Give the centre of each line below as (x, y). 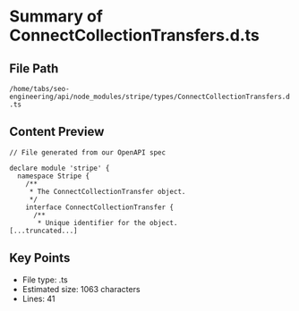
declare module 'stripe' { (60, 168)
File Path (34, 68)
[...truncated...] (43, 231)
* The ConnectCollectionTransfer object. (107, 191)
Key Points (40, 258)
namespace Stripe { (54, 176)
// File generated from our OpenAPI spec (88, 152)
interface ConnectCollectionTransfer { (100, 207)
